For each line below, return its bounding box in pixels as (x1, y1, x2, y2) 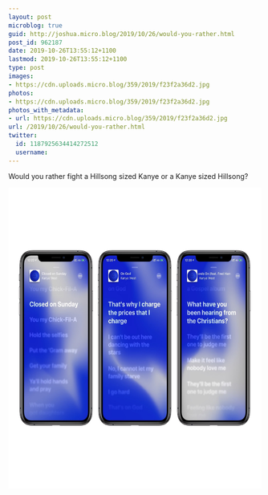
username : (15, 148, 48, 156)
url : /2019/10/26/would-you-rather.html (8, 123, 146, 132)
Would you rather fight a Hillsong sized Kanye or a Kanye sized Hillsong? (8, 171, 249, 181)
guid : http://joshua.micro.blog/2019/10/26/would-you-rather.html (8, 30, 235, 38)
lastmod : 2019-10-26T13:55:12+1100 (8, 55, 128, 63)
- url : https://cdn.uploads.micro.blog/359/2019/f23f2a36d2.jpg (8, 115, 228, 123)
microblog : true (8, 21, 63, 30)
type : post (8, 64, 45, 72)
